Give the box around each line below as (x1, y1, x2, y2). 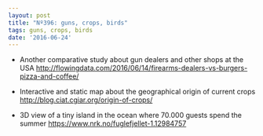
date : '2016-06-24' (8, 33, 72, 42)
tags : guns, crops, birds (8, 26, 93, 34)
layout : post (8, 11, 51, 20)
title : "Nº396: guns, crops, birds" (8, 19, 128, 27)
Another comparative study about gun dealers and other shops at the (19, 55, 244, 64)
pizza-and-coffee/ (19, 72, 79, 81)
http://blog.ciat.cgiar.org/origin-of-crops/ (19, 95, 153, 105)
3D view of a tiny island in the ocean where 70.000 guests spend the (19, 111, 242, 120)
